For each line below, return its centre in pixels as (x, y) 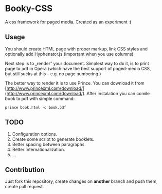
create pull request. (25, 187)
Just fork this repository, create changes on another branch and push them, (81, 181)
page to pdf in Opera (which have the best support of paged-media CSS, (78, 68)
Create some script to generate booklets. (53, 139)
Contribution (25, 170)
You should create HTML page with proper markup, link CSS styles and (76, 48)
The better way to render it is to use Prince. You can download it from (75, 83)
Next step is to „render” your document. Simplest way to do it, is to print (77, 63)
